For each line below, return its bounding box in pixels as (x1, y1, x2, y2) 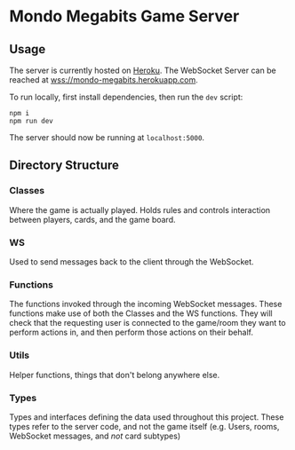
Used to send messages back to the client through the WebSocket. (9, 256, 255, 267)
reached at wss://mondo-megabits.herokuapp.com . (9, 75, 198, 85)
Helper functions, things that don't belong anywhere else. (9, 369, 220, 380)
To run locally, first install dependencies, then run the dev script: (9, 91, 243, 102)
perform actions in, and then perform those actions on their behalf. (9, 327, 253, 338)
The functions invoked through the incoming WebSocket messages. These (9, 299, 283, 310)
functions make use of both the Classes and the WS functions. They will (9, 308, 273, 319)
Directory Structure (9, 158, 120, 173)
